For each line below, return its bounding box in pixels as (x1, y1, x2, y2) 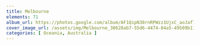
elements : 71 (6, 14, 39, 20)
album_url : (6, 19, 33, 25)
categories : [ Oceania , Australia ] (6, 30, 97, 36)
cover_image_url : (6, 25, 49, 31)
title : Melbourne (6, 8, 49, 15)
